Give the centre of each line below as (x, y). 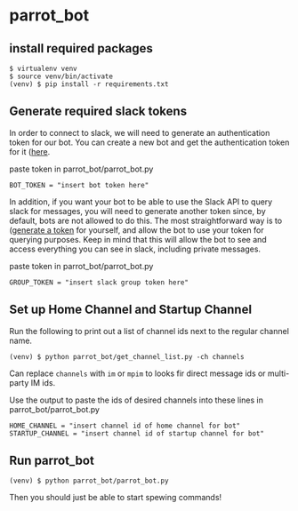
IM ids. (43, 382)
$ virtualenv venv (43, 68)
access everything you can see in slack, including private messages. (135, 249)
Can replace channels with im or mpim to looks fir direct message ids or (137, 373)
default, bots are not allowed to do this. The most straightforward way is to (146, 220)
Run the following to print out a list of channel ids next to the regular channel (149, 331)
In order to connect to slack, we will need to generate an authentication (140, 132)
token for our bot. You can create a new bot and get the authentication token (149, 142)
